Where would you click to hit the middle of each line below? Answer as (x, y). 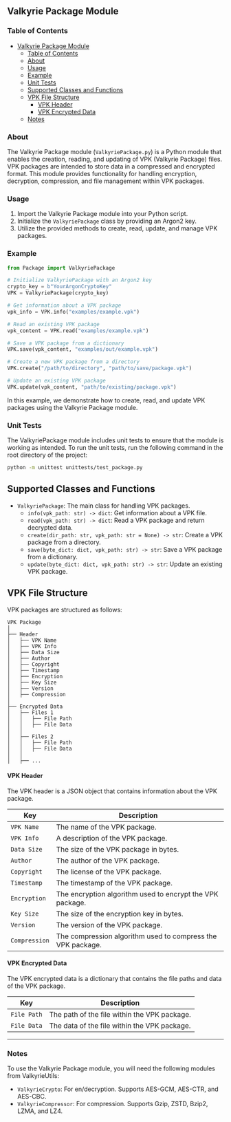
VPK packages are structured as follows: (65, 609)
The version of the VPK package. (109, 925)
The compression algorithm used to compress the (136, 936)
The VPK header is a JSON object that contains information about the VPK (112, 791)
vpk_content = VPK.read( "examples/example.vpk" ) (78, 331)
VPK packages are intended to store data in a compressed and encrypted (111, 166)
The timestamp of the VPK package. (114, 883)
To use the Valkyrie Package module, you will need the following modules (111, 1068)
